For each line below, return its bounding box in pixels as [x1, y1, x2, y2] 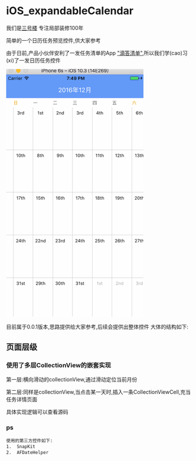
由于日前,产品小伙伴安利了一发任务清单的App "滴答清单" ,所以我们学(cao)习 [6, 49, 188, 57]
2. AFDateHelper [6, 449, 49, 455]
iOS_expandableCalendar [6, 4, 134, 18]
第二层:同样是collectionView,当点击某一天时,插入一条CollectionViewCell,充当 [6, 388, 191, 396]
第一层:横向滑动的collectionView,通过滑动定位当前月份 [6, 376, 138, 383]
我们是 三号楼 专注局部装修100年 [6, 24, 84, 31]
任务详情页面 [6, 396, 37, 403]
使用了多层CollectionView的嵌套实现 [6, 361, 111, 370]
